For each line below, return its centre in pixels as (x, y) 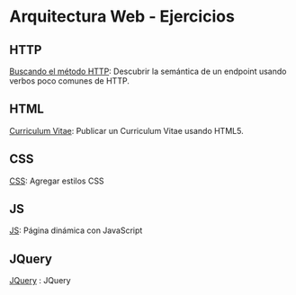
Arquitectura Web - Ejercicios (122, 17)
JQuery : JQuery (40, 281)
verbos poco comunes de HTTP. (70, 81)
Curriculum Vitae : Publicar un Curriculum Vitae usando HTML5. (127, 130)
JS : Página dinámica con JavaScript (76, 230)
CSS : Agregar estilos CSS (57, 181)
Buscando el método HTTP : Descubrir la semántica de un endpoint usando (148, 71)
